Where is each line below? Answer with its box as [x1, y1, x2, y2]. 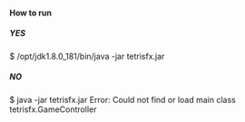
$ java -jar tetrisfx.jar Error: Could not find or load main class [9, 94, 236, 105]
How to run [9, 7, 53, 18]
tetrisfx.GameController [9, 104, 97, 115]
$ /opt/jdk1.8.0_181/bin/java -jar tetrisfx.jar [9, 51, 165, 61]
